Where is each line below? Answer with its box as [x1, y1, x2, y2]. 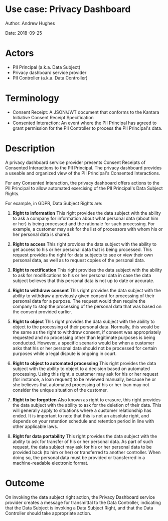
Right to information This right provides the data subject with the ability [12, 210, 161, 216]
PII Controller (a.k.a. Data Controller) [12, 74, 88, 81]
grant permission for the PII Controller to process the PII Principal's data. [12, 125, 162, 131]
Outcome [5, 477, 45, 489]
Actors [5, 48, 34, 59]
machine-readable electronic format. [12, 460, 89, 466]
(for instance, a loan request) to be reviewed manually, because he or [12, 376, 156, 382]
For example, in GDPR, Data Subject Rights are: [5, 200, 103, 206]
